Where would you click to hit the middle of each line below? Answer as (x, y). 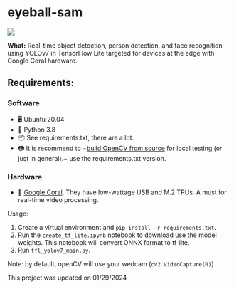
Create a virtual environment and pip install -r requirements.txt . (117, 227)
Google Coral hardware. (42, 61)
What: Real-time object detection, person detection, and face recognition (115, 45)
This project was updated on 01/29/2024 (67, 278)
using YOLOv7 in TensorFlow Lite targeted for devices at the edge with (111, 53)
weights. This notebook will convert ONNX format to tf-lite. (103, 242)
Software (24, 103)
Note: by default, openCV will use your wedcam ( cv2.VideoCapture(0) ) (111, 263)
